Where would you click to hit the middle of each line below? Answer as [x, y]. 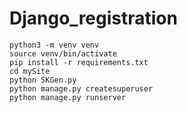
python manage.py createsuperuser [81, 88]
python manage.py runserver [68, 97]
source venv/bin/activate [63, 53]
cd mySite [30, 71]
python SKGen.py [43, 80]
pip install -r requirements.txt [79, 62]
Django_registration [93, 18]
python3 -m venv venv [54, 45]
